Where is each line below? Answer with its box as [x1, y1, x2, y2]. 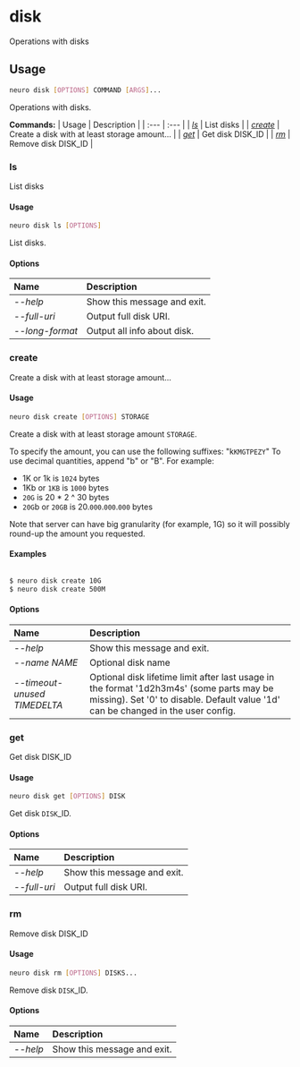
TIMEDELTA [13, 698, 63, 711]
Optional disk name [88, 656, 171, 669]
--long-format [13, 325, 79, 337]
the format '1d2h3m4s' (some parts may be [88, 682, 274, 695]
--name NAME [13, 656, 79, 669]
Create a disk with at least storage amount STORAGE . [9, 428, 198, 440]
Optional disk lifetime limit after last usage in [88, 670, 275, 683]
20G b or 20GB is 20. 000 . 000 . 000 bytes [21, 501, 154, 512]
